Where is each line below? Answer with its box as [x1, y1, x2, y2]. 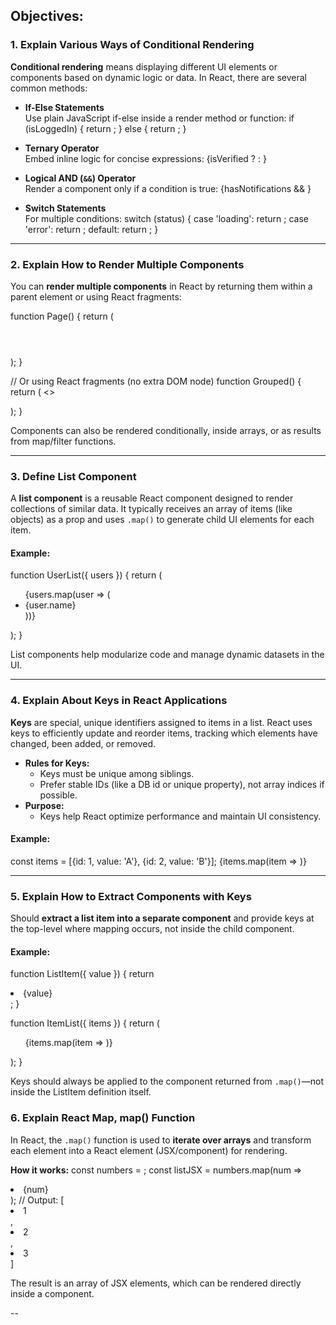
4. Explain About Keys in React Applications [10, 694, 228, 708]
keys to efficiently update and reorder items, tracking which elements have [10, 727, 318, 739]
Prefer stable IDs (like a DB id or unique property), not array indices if [39, 778, 325, 790]
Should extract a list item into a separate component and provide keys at [10, 912, 315, 924]
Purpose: [24, 799, 65, 811]
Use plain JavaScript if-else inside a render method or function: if [24, 112, 295, 124]
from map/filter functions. [10, 435, 117, 447]
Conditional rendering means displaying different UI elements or [10, 60, 278, 73]
